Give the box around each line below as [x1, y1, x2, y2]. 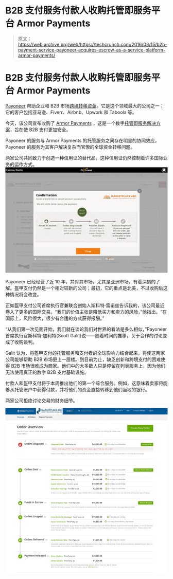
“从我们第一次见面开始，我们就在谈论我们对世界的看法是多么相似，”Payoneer [5, 326, 167, 332]
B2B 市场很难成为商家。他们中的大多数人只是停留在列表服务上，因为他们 [11, 363, 166, 369]
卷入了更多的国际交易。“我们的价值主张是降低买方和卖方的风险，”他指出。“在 [5, 309, 167, 315]
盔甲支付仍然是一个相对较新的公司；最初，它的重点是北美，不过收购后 [14, 285, 163, 291]
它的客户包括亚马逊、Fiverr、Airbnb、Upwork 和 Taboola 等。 [5, 109, 137, 115]
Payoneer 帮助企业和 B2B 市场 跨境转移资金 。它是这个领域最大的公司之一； [5, 102, 165, 108]
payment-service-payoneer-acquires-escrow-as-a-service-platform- [18, 47, 166, 53]
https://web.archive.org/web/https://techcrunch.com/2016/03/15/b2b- [18, 41, 167, 47]
